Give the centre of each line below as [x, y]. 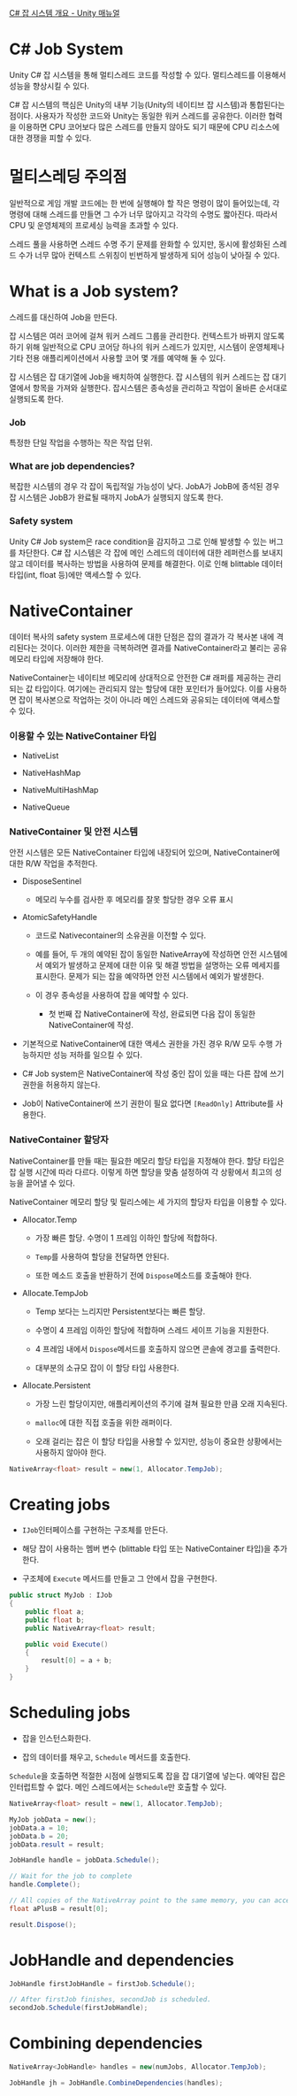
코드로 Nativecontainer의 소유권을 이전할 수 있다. [121, 935]
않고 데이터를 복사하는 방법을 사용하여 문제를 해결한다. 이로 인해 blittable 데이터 [146, 564]
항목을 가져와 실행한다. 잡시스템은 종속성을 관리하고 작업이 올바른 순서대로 [160, 388]
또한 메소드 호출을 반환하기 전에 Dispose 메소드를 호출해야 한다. [143, 1275]
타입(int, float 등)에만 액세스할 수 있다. [75, 574]
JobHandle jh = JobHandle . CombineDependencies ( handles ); [116, 2083]
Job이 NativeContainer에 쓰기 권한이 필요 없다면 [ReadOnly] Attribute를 [148, 1103]
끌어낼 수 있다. [50, 1183]
